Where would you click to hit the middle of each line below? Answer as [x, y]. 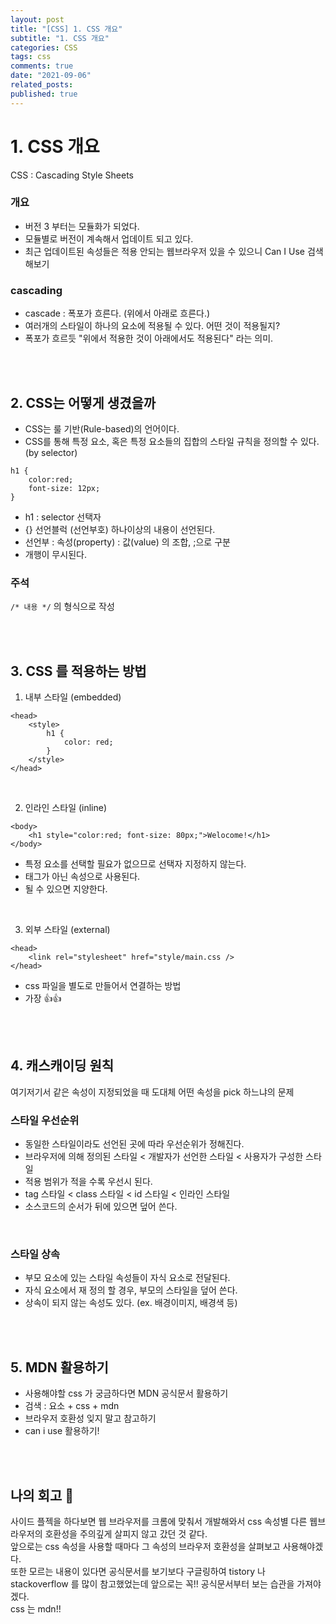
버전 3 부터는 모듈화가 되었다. [82, 226]
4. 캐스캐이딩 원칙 [62, 1066]
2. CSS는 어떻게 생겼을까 [83, 402]
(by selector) [51, 452]
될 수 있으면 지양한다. [66, 889]
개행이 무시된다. [55, 554]
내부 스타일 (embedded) [73, 697]
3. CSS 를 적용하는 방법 [78, 671]
